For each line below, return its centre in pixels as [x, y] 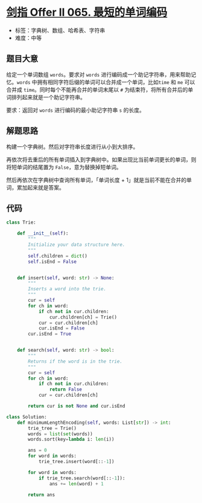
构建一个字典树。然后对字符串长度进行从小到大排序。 [72, 146]
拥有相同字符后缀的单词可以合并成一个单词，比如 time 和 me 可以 [116, 82]
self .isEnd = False [52, 261]
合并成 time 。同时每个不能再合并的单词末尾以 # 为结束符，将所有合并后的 [97, 89]
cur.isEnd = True [49, 334]
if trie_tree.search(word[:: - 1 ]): [82, 478]
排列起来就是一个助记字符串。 [48, 97]
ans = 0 [37, 450]
